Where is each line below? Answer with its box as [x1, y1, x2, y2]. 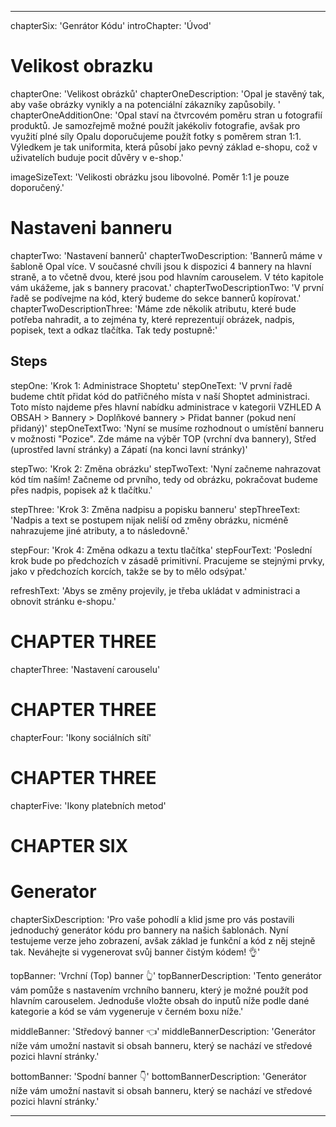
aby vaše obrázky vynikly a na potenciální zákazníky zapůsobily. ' [10, 98, 281, 110]
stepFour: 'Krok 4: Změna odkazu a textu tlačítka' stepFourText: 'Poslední [10, 544, 313, 556]
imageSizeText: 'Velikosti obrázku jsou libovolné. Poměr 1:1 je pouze [10, 171, 290, 183]
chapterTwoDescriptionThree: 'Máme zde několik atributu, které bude [10, 302, 297, 315]
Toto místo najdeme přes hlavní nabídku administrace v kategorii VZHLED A [10, 401, 322, 413]
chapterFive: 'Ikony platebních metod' [10, 799, 167, 811]
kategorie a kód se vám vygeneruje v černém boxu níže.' [10, 1005, 244, 1017]
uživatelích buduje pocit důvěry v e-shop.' [10, 151, 184, 163]
